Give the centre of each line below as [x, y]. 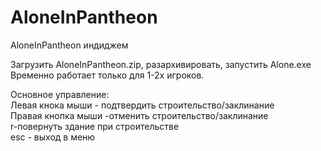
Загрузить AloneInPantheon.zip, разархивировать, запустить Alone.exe [161, 64]
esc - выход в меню [53, 137]
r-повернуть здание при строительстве [95, 126]
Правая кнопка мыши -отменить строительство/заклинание [139, 115]
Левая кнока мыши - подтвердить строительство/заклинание [142, 105]
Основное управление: [60, 94]
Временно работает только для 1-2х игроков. [107, 75]
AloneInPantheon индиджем [69, 45]
